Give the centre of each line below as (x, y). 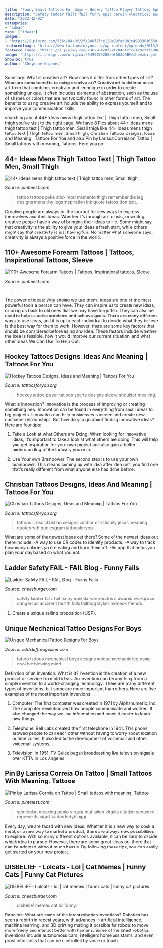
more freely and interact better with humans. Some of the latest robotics (77, 930)
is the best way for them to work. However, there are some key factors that (80, 326)
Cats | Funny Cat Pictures (44, 875)
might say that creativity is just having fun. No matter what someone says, (79, 232)
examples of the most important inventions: (49, 694)
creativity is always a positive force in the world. (53, 237)
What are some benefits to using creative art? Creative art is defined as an (79, 83)
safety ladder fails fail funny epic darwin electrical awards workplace (86, 599)
